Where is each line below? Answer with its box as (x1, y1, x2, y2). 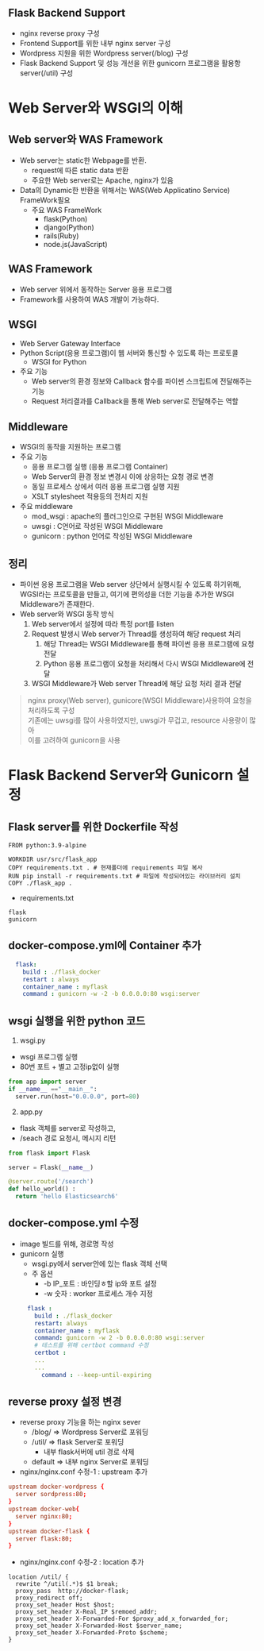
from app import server (8, 1078, 87, 1086)
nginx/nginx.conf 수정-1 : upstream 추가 (19, 1467, 148, 1476)
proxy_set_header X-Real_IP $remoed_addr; (15, 1608, 158, 1616)
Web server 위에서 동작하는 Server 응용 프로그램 (19, 284, 173, 294)
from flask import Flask (8, 1149, 90, 1157)
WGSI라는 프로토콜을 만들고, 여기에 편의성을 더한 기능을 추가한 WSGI (19, 589, 235, 599)
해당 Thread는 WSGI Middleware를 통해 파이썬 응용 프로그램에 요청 (43, 639, 254, 649)
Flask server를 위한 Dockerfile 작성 (8, 820, 179, 833)
